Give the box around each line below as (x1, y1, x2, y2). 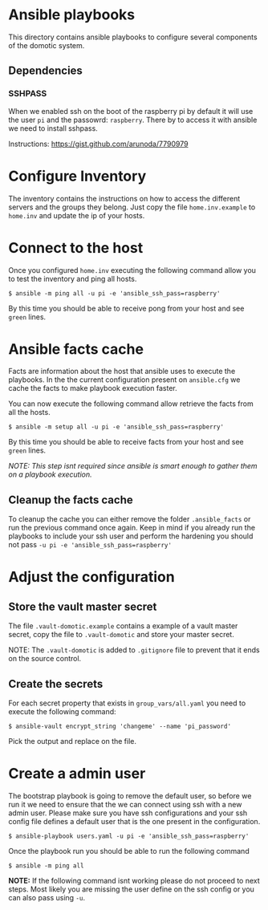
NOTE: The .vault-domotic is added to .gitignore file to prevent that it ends (8, 645, 260, 655)
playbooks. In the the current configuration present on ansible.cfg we (8, 375, 241, 384)
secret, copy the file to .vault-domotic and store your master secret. (8, 630, 234, 640)
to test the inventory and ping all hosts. (8, 274, 137, 283)
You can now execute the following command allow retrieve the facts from (8, 399, 254, 408)
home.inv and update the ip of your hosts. (8, 210, 145, 220)
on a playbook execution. (8, 469, 92, 479)
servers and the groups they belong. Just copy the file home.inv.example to (8, 202, 256, 212)
